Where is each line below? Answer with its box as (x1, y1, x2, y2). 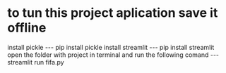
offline (7, 20, 47, 36)
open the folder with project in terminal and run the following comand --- (7, 51, 220, 59)
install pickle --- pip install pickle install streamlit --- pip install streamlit (7, 43, 215, 51)
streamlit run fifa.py (7, 58, 65, 66)
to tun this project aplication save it (7, 5, 218, 21)
